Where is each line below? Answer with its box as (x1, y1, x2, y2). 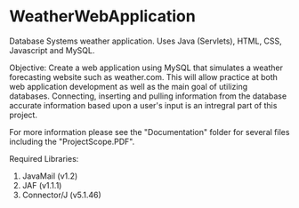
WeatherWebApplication (9, 6, 196, 27)
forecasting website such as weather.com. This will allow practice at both (9, 71, 279, 82)
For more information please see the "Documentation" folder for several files (9, 126, 290, 137)
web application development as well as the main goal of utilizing (9, 81, 247, 92)
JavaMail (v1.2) (21, 171, 78, 181)
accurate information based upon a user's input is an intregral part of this (9, 100, 278, 110)
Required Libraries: (9, 153, 79, 164)
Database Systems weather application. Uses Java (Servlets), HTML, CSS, (9, 36, 282, 46)
